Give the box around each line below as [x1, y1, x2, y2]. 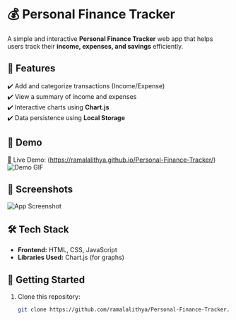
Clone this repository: [17, 292, 81, 301]
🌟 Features [7, 62, 56, 75]
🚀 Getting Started [7, 273, 85, 285]
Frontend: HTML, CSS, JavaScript [17, 246, 118, 254]
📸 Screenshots [7, 183, 73, 195]
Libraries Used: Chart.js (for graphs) [17, 253, 125, 262]
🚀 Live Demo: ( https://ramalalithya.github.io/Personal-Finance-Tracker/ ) [7, 155, 216, 164]
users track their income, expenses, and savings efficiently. [7, 42, 184, 50]
